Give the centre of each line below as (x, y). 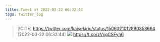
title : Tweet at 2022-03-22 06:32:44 (44, 10)
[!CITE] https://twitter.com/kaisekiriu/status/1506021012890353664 (86, 28)
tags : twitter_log (24, 14)
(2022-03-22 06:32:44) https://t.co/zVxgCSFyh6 (70, 34)
